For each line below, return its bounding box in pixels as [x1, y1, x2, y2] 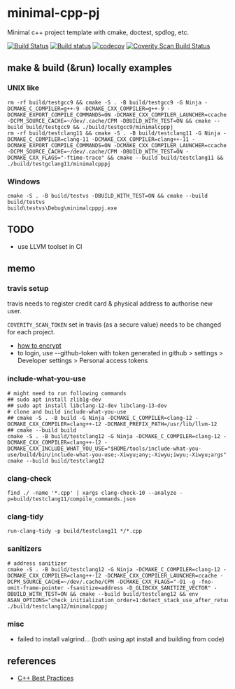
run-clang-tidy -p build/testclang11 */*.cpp [7, 528, 142, 535]
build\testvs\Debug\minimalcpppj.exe [7, 205, 117, 212]
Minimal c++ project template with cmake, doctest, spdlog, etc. [7, 28, 190, 36]
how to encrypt [17, 341, 62, 350]
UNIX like [7, 83, 40, 93]
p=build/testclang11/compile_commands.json [7, 496, 136, 503]
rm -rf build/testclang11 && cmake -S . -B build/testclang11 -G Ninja [7, 130, 220, 137]
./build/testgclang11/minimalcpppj [7, 160, 111, 168]
